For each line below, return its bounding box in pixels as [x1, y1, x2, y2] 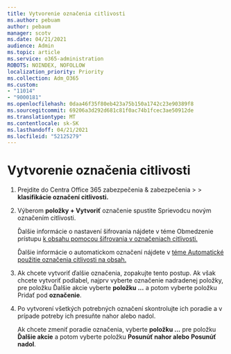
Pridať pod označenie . [17, 291, 82, 299]
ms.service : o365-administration [7, 56, 104, 62]
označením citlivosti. [17, 214, 76, 222]
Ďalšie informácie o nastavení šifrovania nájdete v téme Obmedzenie [17, 227, 214, 236]
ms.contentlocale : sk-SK [7, 119, 79, 127]
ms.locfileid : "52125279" [7, 133, 82, 140]
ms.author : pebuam [7, 17, 60, 24]
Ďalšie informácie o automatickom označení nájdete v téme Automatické [17, 248, 224, 257]
